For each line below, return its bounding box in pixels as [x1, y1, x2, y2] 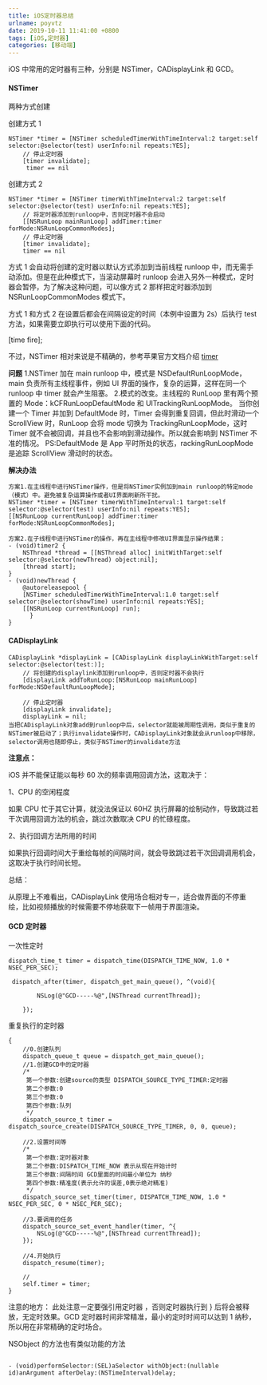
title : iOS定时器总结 [8, 11, 74, 20]
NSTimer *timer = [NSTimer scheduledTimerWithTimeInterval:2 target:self [8, 135, 259, 143]
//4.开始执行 [22, 1252, 61, 1260]
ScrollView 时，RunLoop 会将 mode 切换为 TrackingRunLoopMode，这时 [8, 419, 248, 428]
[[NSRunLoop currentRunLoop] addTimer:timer [8, 512, 159, 520]
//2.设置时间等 [22, 1138, 67, 1146]
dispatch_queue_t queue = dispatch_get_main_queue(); [22, 1052, 205, 1060]
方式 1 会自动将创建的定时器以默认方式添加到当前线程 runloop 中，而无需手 [8, 262, 254, 272]
